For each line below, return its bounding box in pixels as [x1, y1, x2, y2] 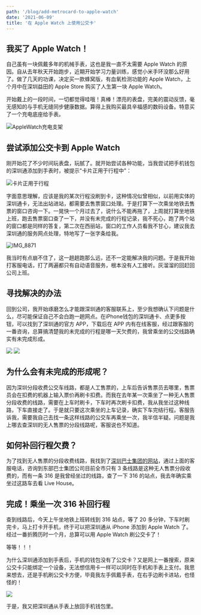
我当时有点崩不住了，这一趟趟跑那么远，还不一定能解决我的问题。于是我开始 [6, 254, 195, 261]
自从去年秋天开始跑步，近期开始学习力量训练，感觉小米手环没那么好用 [16, 68, 190, 75]
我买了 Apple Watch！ [6, 43, 89, 54]
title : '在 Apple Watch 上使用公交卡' [6, 20, 97, 26]
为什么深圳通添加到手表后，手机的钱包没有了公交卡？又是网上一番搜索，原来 [6, 556, 195, 564]
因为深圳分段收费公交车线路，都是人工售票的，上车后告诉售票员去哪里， [6, 383, 184, 391]
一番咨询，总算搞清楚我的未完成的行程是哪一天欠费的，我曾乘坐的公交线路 [6, 327, 190, 335]
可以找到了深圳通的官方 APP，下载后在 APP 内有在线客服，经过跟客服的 [16, 320, 194, 327]
